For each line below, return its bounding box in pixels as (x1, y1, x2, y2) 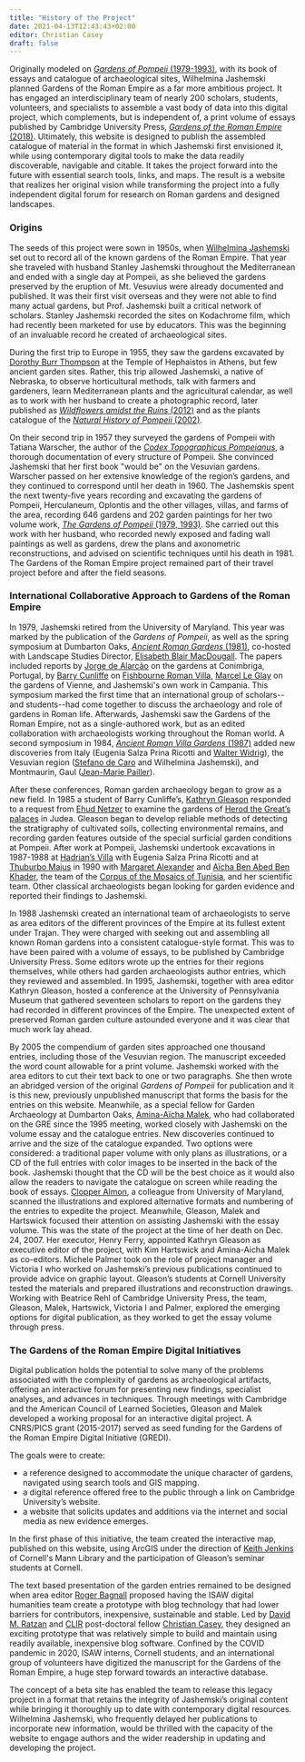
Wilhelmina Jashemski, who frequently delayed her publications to (9, 1714, 258, 1725)
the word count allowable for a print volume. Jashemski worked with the (9, 1060, 280, 1071)
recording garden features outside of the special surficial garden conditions (9, 832, 292, 843)
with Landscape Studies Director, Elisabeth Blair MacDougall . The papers (9, 651, 283, 662)
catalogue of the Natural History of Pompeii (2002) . (9, 414, 202, 425)
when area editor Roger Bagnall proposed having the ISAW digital (9, 1589, 254, 1600)
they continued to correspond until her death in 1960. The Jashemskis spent (9, 480, 295, 491)
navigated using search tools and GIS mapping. (22, 1478, 200, 1488)
